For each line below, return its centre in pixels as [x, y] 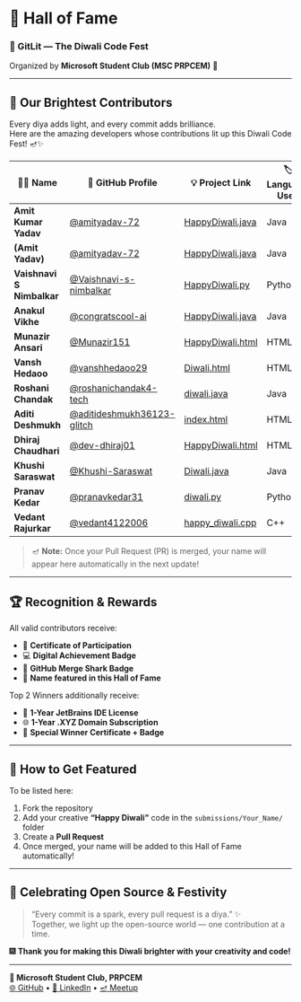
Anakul [29, 311]
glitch [82, 426]
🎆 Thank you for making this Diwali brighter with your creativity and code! [150, 951]
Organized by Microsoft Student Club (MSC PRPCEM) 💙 [114, 66]
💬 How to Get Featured [73, 769]
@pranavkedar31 [106, 497]
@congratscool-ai [108, 316]
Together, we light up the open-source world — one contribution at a [158, 924]
